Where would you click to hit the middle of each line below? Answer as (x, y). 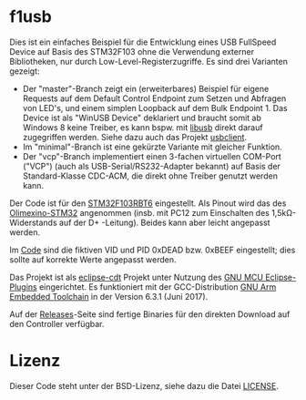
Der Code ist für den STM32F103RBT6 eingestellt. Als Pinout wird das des (148, 203)
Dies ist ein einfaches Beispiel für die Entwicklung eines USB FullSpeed (143, 42)
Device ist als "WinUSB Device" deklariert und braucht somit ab (142, 118)
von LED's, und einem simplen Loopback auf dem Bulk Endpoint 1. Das (155, 108)
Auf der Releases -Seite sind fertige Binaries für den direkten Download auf (150, 314)
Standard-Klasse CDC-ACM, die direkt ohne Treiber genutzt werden (150, 176)
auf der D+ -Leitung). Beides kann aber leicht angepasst (164, 222)
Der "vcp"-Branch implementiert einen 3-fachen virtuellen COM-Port (152, 156)
